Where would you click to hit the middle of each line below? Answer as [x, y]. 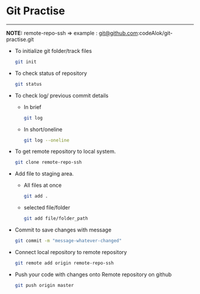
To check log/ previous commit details [62, 95]
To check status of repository [51, 73]
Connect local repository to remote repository [71, 252]
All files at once [43, 185]
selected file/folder [47, 208]
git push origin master [44, 285]
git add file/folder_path [56, 218]
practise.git [20, 39]
